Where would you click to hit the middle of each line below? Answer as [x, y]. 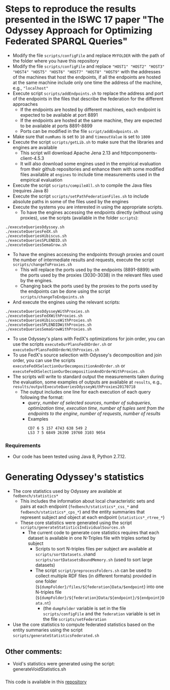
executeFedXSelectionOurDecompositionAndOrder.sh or [69, 366]
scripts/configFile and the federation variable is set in [101, 614]
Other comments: [34, 652]
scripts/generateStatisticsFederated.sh [56, 636]
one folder [46, 582]
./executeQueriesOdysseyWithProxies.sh [47, 311]
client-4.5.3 [32, 158]
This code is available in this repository [46, 682]
